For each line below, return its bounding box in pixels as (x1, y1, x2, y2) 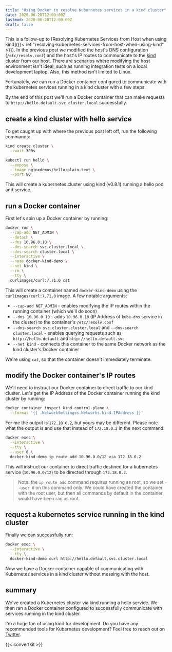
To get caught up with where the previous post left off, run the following (5, 128, 157, 134)
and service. (5, 187, 32, 193)
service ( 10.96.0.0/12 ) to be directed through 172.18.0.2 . (5, 469, 127, 475)
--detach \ (10, 234, 33, 240)
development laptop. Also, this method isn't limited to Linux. (5, 69, 132, 75)
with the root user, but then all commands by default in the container (17, 490, 163, 496)
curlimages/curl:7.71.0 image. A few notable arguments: (5, 293, 127, 299)
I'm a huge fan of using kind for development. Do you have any (5, 620, 139, 626)
